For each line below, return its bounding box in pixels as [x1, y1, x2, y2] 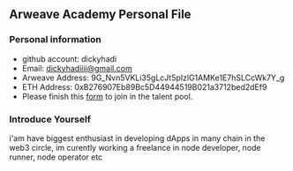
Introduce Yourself [9, 113, 91, 125]
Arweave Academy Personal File [9, 7, 192, 22]
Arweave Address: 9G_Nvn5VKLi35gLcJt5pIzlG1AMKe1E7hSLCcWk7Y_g [21, 72, 285, 83]
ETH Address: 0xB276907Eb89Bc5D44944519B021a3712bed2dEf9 [21, 81, 267, 92]
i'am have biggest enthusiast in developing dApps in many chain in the [9, 132, 266, 144]
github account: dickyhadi [21, 53, 117, 64]
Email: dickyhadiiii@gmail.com [21, 63, 132, 73]
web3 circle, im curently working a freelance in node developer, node [9, 142, 262, 152]
